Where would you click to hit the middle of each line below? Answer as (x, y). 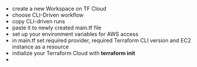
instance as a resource (40, 47)
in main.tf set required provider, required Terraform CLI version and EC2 (102, 40)
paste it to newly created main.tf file (57, 28)
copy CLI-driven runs (38, 21)
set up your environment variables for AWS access (75, 34)
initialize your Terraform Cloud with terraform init (73, 53)
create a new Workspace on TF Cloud (59, 9)
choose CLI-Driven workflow (48, 15)
